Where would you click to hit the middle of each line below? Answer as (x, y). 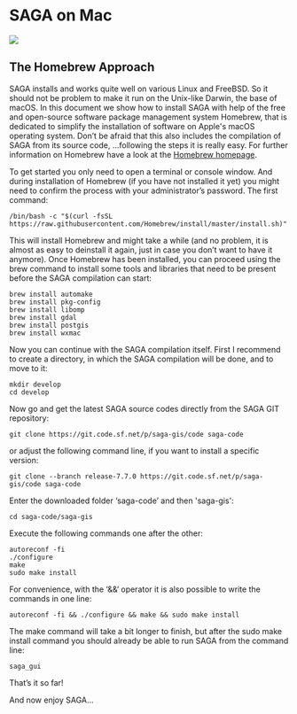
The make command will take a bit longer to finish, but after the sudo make (145, 631)
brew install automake (51, 294)
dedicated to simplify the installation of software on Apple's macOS (132, 126)
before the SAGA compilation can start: (81, 278)
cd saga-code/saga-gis (51, 516)
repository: (29, 418)
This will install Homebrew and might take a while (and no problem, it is (139, 240)
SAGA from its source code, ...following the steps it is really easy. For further (148, 145)
